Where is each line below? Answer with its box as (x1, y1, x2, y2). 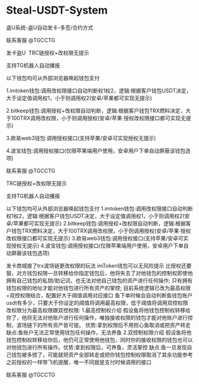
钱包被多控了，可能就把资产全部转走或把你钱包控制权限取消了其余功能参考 (11, 351, 193, 358)
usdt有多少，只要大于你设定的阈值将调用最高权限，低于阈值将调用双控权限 (6, 299, 188, 306)
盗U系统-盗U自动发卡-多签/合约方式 (6, 24, 94, 31)
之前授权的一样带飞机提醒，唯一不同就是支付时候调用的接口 (6, 358, 152, 366)
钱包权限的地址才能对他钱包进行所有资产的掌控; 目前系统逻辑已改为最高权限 (6, 284, 191, 291)
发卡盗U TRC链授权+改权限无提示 (6, 49, 89, 56)
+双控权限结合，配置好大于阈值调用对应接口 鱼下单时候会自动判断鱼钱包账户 (6, 291, 193, 299)
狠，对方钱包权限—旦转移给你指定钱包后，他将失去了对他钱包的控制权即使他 (6, 269, 193, 277)
